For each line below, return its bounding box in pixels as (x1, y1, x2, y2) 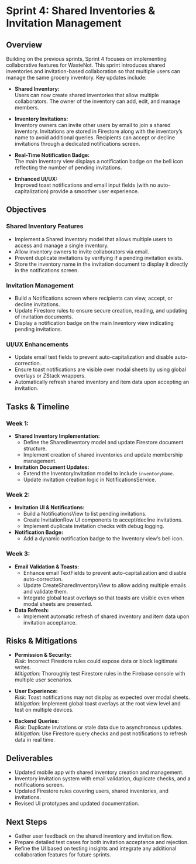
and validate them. (23, 588, 68, 595)
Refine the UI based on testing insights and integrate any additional (14, 845, 177, 852)
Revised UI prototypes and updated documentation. (14, 800, 139, 807)
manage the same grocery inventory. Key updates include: (6, 74, 147, 81)
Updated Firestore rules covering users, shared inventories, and (14, 787, 169, 794)
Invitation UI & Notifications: (14, 504, 85, 511)
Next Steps (6, 817, 47, 827)
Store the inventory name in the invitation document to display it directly (14, 260, 188, 268)
